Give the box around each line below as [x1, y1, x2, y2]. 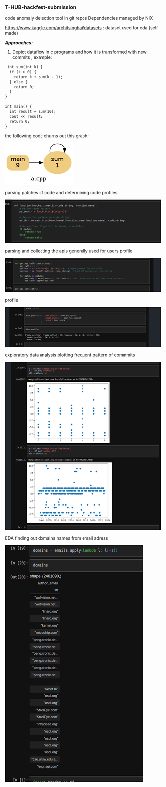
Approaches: [5, 40, 33, 46]
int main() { [5, 104, 32, 109]
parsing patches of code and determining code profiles [5, 190, 118, 196]
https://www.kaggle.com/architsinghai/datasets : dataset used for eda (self [5, 25, 158, 31]
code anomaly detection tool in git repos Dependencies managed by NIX [5, 15, 153, 21]
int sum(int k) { [7, 65, 43, 70]
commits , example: [12, 54, 52, 60]
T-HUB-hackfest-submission [5, 4, 77, 11]
